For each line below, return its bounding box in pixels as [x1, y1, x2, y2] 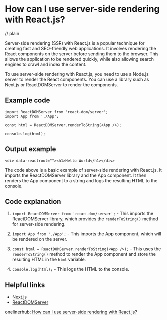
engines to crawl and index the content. [5, 61, 87, 67]
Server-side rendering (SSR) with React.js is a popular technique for [5, 40, 145, 46]
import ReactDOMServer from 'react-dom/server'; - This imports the [12, 211, 154, 217]
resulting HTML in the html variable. [12, 256, 86, 263]
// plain [5, 30, 20, 36]
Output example [5, 145, 56, 153]
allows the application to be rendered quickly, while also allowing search [5, 56, 154, 62]
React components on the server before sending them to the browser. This [5, 51, 159, 57]
